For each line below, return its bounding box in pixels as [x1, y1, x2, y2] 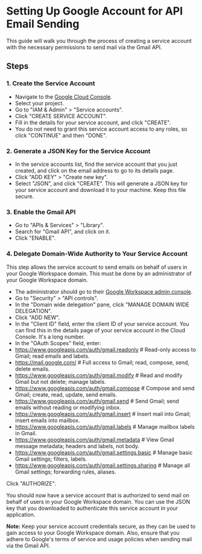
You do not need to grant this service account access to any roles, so [14, 125, 188, 133]
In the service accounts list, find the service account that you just [14, 160, 178, 168]
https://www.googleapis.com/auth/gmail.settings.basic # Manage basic [14, 449, 193, 456]
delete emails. [14, 365, 50, 372]
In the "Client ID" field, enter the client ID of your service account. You [14, 320, 189, 328]
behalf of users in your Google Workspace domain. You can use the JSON [6, 498, 191, 505]
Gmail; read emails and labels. [14, 352, 90, 360]
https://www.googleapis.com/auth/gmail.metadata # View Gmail [14, 436, 175, 443]
